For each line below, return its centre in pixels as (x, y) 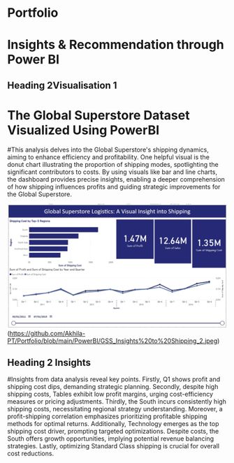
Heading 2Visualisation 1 (62, 85)
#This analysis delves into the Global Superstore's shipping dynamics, (108, 149)
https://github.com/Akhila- (47, 333)
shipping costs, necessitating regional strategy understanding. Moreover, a (115, 409)
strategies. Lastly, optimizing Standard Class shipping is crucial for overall (114, 446)
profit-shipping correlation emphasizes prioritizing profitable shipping (107, 416)
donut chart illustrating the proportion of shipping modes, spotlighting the (113, 164)
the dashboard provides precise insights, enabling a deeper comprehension (116, 179)
